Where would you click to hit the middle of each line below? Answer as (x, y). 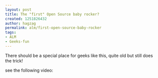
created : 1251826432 (26, 19)
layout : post (18, 10)
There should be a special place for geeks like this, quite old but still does (79, 55)
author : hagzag (21, 23)
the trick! (14, 61)
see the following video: (29, 70)
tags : (11, 32)
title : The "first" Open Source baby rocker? (52, 14)
